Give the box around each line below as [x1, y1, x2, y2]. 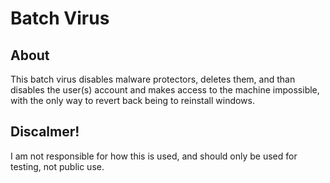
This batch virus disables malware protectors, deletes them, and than [10, 73, 296, 85]
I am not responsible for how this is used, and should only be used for [10, 150, 298, 162]
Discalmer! [10, 123, 80, 141]
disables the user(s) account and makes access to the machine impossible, [10, 84, 320, 96]
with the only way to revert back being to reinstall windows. [10, 95, 255, 106]
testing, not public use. [10, 160, 105, 172]
